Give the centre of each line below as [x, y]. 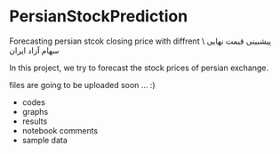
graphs [35, 111]
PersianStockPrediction [99, 16]
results [35, 121]
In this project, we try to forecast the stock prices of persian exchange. [139, 68]
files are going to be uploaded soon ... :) [82, 85]
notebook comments [60, 130]
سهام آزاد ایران [34, 50]
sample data [45, 140]
